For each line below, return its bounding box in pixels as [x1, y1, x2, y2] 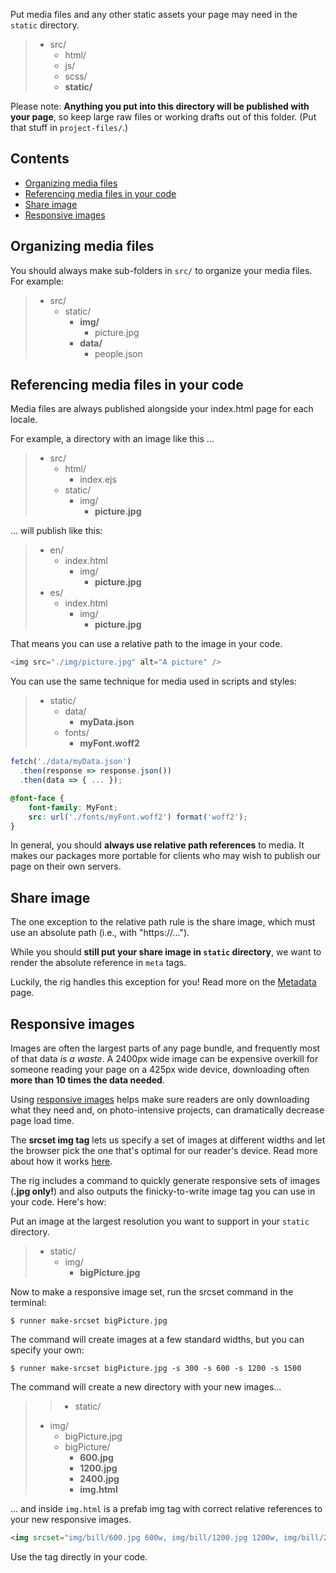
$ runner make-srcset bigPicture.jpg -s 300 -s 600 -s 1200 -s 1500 [10, 1364, 302, 1374]
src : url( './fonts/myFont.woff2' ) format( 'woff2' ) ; [28, 812, 248, 822]
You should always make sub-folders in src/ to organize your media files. [10, 264, 313, 276]
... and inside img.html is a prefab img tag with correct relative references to [10, 1503, 323, 1515]
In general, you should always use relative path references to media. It [10, 839, 305, 851]
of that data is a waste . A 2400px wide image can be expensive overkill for [10, 1053, 319, 1065]
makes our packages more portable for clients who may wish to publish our [10, 850, 322, 862]
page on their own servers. [10, 860, 122, 873]
